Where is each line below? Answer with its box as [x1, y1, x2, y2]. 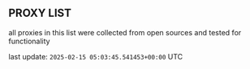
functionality [8, 36, 50, 46]
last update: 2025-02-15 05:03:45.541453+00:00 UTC [8, 51, 183, 61]
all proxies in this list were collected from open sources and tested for [8, 27, 242, 37]
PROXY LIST [8, 6, 71, 20]
